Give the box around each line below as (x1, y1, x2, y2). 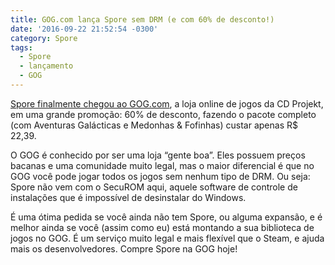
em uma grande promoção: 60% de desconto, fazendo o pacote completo (10, 108, 317, 120)
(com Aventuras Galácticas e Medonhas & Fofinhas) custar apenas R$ (10, 119, 298, 131)
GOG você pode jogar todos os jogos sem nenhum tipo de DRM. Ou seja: (10, 170, 311, 182)
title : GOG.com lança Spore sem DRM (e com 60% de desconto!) (10, 14, 275, 25)
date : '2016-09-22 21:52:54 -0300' (10, 24, 159, 34)
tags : (10, 42, 33, 53)
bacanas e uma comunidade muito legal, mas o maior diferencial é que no (10, 159, 315, 171)
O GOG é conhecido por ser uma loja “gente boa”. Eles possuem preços (10, 149, 306, 161)
